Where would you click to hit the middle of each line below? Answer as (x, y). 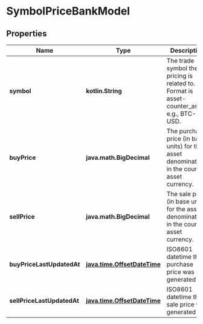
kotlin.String (104, 91)
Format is (180, 91)
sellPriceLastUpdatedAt (44, 301)
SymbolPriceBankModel (68, 11)
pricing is (180, 76)
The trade (180, 61)
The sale (179, 194)
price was (180, 272)
